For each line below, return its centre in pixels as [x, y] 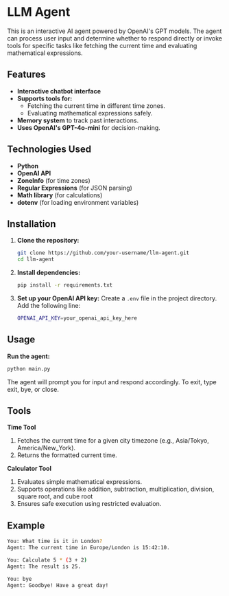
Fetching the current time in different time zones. [96, 106]
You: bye [20, 579]
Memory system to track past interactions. [78, 120]
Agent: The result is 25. [44, 566]
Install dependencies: [49, 273]
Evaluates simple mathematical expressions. [80, 482]
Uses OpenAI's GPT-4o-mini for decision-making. [89, 127]
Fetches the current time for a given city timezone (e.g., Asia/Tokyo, [113, 441]
